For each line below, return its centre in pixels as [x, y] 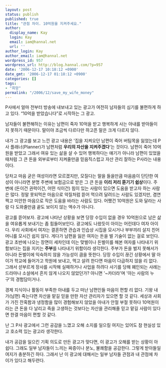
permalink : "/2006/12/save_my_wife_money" [50, 93]
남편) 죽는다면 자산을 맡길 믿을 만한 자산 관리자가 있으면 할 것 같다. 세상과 [81, 296]
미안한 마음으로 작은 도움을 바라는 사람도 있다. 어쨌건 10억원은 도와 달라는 [85, 201]
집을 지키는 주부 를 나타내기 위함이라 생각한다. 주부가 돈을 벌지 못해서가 [90, 249]
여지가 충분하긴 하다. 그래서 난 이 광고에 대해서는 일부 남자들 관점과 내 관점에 [79, 354]
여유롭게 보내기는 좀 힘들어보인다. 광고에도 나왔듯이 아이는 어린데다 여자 [80, 224]
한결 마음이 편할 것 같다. [33, 315]
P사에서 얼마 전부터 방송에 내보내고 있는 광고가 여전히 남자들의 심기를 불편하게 [81, 107]
